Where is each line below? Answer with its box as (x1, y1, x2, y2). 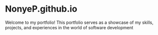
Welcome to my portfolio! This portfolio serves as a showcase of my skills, (5, 19, 154, 25)
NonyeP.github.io (5, 3, 78, 15)
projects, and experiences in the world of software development (5, 24, 134, 30)
